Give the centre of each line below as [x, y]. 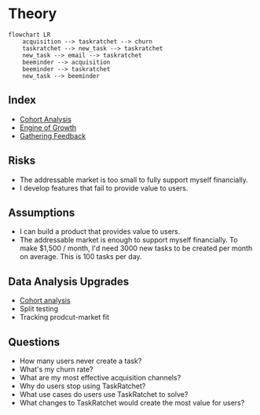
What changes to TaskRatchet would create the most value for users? [132, 403]
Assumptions [42, 212]
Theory [33, 14]
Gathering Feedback [53, 135]
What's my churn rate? [56, 369]
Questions [34, 342]
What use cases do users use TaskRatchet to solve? [104, 394]
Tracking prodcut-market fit [64, 317]
